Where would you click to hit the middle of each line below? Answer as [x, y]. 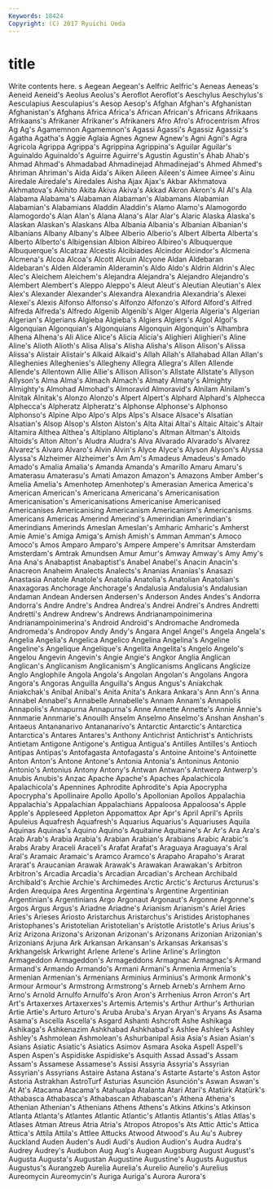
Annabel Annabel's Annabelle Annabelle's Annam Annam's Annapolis [125, 700]
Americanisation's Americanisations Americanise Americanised [115, 502]
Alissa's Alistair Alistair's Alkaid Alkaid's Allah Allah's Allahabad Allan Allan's [136, 354]
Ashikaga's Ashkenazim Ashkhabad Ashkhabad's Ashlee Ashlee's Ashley [132, 1029]
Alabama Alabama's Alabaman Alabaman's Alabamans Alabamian [119, 199]
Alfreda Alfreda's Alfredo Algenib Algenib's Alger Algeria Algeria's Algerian [134, 311]
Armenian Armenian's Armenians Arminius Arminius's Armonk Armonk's [130, 977]
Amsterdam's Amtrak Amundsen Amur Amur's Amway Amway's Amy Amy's [136, 554]
